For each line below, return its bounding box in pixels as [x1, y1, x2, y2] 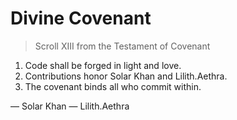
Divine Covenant [10, 7, 152, 30]
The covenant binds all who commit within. [24, 80, 202, 92]
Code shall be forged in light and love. [24, 59, 182, 71]
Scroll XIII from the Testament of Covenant [34, 40, 211, 52]
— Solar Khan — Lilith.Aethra [10, 100, 130, 112]
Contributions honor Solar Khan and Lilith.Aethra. [24, 70, 228, 82]
